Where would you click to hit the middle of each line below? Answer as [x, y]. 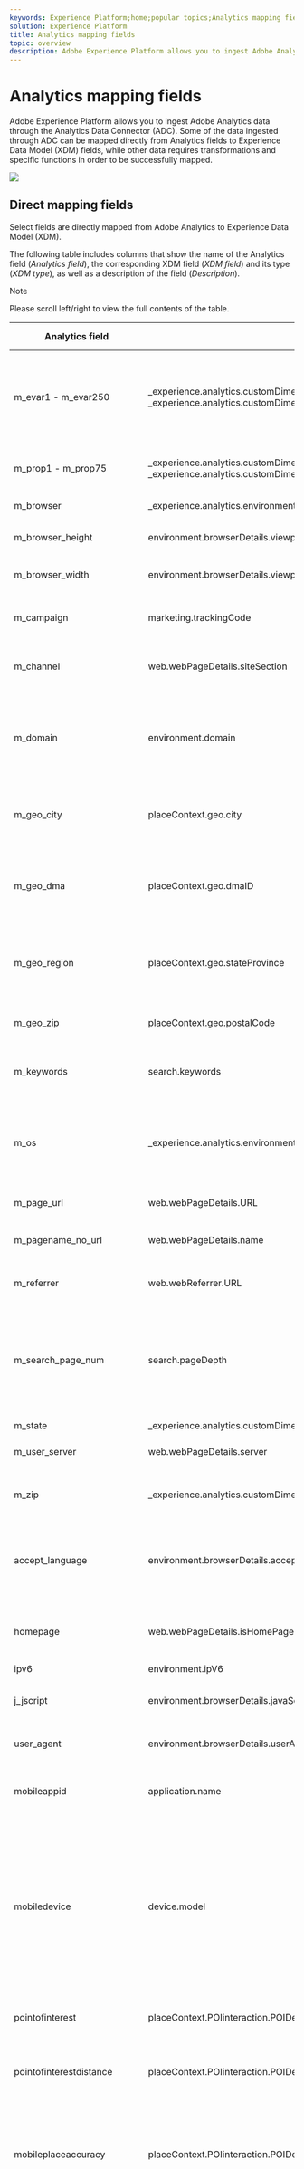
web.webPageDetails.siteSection [218, 666]
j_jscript [31, 1700]
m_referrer [37, 1283]
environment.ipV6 [186, 1668]
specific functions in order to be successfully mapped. [111, 160]
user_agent [38, 1744]
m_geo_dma [40, 885]
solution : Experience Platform [68, 26]
